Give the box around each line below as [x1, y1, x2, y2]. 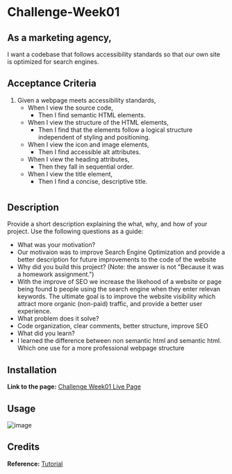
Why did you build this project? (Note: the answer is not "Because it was [17, 263, 224, 271]
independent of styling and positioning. [38, 133, 151, 141]
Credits [7, 441, 40, 453]
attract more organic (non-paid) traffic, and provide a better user [17, 300, 203, 308]
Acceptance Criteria [7, 78, 97, 90]
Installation [7, 364, 57, 375]
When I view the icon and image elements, [27, 140, 149, 149]
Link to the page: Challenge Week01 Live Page [7, 382, 141, 391]
